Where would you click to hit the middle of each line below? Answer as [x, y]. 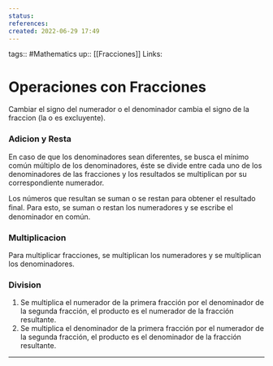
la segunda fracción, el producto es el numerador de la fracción [127, 311]
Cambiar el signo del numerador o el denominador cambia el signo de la [129, 110]
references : [28, 24]
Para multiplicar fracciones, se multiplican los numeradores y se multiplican [135, 255]
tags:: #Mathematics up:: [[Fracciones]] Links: [85, 54]
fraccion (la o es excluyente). [57, 118]
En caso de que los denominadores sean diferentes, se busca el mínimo [129, 157]
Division [25, 285]
